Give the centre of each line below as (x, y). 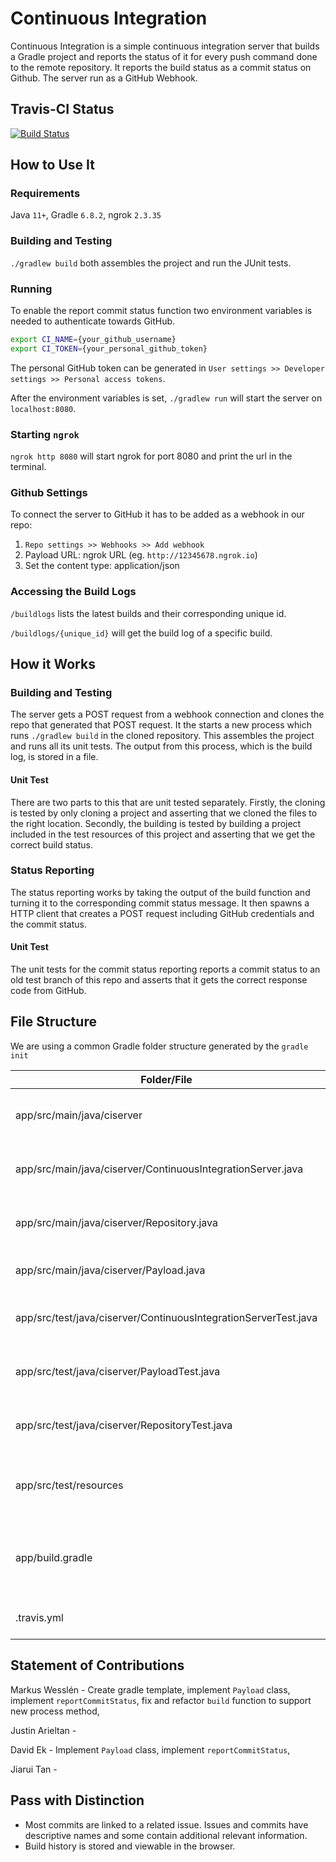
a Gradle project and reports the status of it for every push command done (164, 56)
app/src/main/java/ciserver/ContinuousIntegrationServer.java (159, 1169)
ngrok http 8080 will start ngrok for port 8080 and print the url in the (151, 456)
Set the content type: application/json (102, 566)
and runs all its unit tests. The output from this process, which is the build (161, 746)
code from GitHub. (48, 991)
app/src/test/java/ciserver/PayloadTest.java (118, 1371)
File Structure (53, 1022)
